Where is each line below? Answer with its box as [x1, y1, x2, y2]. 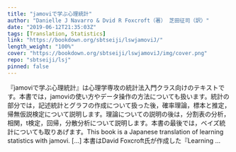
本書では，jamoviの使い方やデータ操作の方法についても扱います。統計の [18, 92, 230, 100]
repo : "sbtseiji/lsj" [7, 57, 72, 64]
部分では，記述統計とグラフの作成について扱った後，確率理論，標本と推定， [7, 100, 231, 110]
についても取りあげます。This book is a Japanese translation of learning [13, 127, 224, 136]
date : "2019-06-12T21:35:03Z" [7, 23, 97, 30]
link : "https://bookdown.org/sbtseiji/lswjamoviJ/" [7, 37, 163, 44]
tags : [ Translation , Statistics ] [7, 30, 106, 37]
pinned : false [7, 63, 50, 70]
